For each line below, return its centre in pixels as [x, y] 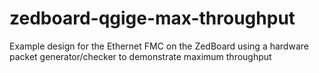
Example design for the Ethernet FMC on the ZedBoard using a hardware [159, 46]
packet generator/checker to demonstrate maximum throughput [140, 56]
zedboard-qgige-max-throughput [152, 18]
